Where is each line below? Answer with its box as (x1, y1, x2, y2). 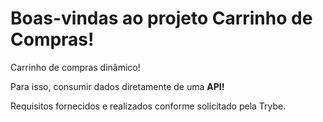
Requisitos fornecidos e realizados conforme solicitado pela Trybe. (10, 100, 287, 112)
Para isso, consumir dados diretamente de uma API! (10, 80, 225, 92)
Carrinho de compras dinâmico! (10, 61, 141, 73)
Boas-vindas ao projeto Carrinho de (10, 7, 313, 30)
